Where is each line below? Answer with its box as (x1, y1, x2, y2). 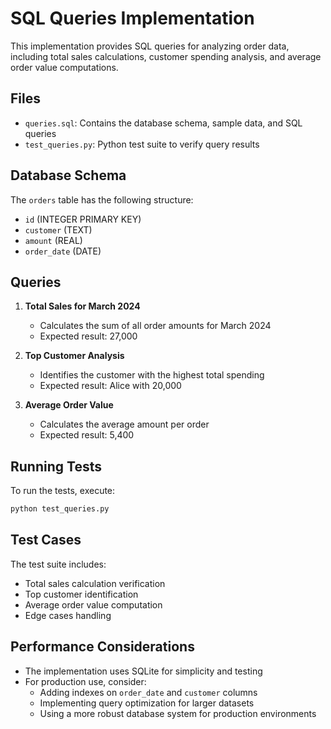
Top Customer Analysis (24, 350, 125, 362)
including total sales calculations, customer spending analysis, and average (10, 50, 322, 62)
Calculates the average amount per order (39, 418, 210, 431)
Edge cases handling (24, 609, 112, 621)
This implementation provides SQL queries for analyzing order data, (10, 40, 290, 52)
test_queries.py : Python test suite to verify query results (24, 138, 260, 150)
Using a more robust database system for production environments (39, 707, 317, 719)
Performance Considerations (10, 638, 195, 656)
